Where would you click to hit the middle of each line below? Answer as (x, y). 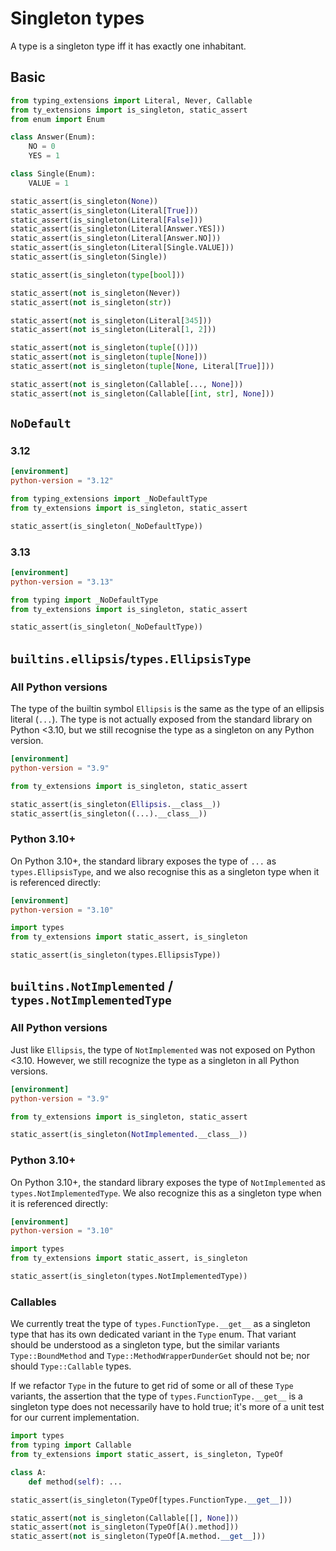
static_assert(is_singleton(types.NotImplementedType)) (129, 1277)
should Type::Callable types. (71, 1366)
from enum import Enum (57, 119)
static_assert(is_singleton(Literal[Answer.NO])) (116, 238)
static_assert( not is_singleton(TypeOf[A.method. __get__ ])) (138, 1537)
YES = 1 (44, 156)
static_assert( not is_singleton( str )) (91, 302)
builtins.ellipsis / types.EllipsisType (131, 658)
